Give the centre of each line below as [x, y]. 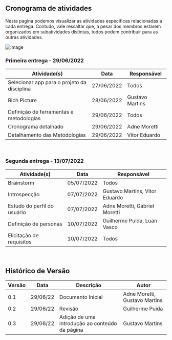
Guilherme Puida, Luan [130, 221]
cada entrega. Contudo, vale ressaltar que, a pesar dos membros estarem [83, 26]
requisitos [20, 242]
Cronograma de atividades [49, 8]
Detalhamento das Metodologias [47, 135]
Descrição [89, 286]
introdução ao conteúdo [88, 324]
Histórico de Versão [38, 271]
